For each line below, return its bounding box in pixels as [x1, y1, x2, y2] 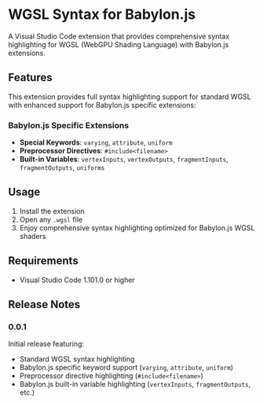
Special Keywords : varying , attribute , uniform [19, 138, 173, 147]
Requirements [8, 254, 79, 268]
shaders [19, 231, 46, 241]
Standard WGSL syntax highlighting [19, 354, 135, 364]
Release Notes [8, 298, 81, 311]
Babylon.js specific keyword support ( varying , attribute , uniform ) [19, 363, 234, 373]
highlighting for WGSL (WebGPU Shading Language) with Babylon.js [8, 39, 229, 49]
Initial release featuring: [8, 340, 85, 349]
